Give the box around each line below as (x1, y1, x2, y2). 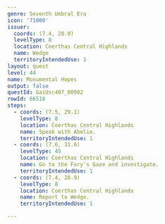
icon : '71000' (7, 17, 49, 24)
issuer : (7, 23, 30, 30)
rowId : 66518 (7, 96, 46, 103)
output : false (7, 82, 49, 89)
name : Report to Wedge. (20, 194, 90, 201)
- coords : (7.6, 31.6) (13, 142, 80, 149)
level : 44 (7, 69, 37, 76)
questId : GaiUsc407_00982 (7, 89, 83, 96)
